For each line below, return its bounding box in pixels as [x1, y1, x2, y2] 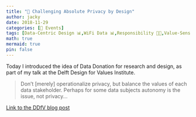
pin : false [6, 47, 33, 53]
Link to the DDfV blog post [6, 104, 70, 111]
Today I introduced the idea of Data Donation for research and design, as [6, 63, 183, 70]
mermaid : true [6, 42, 41, 47]
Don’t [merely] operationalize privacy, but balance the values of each [20, 80, 187, 87]
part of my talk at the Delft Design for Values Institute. [6, 68, 136, 76]
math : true [6, 36, 33, 42]
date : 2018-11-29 [6, 19, 49, 25]
